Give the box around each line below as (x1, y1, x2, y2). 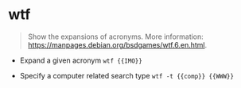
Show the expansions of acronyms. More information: (27, 32, 204, 41)
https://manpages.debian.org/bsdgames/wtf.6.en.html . (27, 40, 208, 49)
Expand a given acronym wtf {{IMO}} (19, 55, 143, 65)
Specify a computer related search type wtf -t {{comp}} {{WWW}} (19, 71, 235, 80)
